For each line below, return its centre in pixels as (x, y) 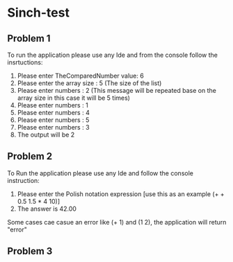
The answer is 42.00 (47, 209)
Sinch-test (38, 13)
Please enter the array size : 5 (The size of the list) (89, 83)
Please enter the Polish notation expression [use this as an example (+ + (121, 194)
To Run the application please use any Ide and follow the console (100, 173)
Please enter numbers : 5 (53, 120)
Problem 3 (30, 251)
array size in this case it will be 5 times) (74, 98)
